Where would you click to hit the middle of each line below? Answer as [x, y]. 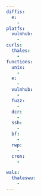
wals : [13, 173]
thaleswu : [23, 178]
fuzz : [18, 100]
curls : [14, 45]
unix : [18, 67]
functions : [20, 62]
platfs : [16, 28]
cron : [18, 156]
